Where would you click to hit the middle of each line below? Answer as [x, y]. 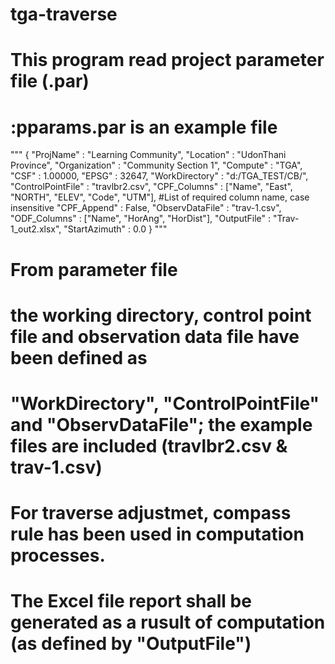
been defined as [79, 357]
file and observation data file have [155, 336]
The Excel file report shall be [131, 601]
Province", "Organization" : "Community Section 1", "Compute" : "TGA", [156, 165]
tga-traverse [64, 14]
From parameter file [94, 269]
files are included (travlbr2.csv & [149, 445]
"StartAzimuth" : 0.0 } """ [115, 229]
